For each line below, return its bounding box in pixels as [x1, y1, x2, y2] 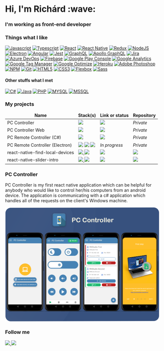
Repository [133, 112, 156, 118]
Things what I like [5, 34, 48, 41]
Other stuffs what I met [5, 78, 53, 83]
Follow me [5, 329, 30, 336]
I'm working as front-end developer [5, 21, 92, 28]
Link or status [100, 112, 129, 118]
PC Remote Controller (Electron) [7, 142, 72, 148]
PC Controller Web [7, 127, 45, 133]
